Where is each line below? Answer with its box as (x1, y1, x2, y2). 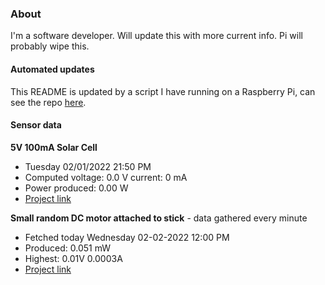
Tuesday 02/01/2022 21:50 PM (24, 160, 152, 172)
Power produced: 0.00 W (24, 182, 129, 194)
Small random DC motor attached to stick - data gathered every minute (10, 212, 308, 224)
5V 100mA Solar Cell (10, 141, 98, 153)
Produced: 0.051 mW (24, 242, 111, 254)
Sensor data (10, 119, 62, 131)
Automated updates (10, 63, 95, 75)
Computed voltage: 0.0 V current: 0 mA (24, 171, 188, 183)
